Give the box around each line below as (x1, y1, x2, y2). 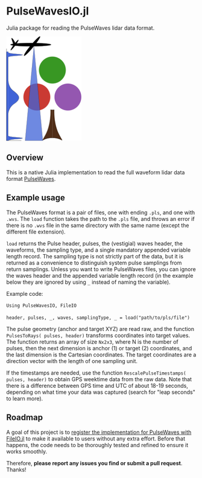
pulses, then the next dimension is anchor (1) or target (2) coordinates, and (6, 344, 192, 352)
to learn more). (6, 395, 43, 402)
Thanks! (6, 466, 27, 473)
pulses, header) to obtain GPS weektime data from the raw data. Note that (6, 375, 192, 382)
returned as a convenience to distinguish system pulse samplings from (6, 259, 182, 266)
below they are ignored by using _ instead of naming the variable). (6, 278, 171, 286)
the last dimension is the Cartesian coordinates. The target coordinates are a (6, 351, 197, 358)
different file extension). (6, 228, 66, 235)
